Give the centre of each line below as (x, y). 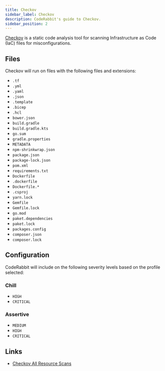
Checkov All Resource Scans (42, 364)
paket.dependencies (33, 219)
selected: (15, 272)
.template (23, 102)
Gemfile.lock (26, 208)
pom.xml (20, 166)
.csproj (20, 192)
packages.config (29, 229)
